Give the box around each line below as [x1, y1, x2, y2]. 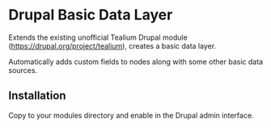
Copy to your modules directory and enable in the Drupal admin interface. [8, 110, 254, 120]
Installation [8, 89, 66, 103]
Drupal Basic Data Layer [8, 6, 173, 24]
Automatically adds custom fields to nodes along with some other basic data [8, 57, 264, 66]
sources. [8, 65, 38, 75]
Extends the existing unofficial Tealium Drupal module [8, 32, 188, 42]
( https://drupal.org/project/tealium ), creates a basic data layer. [8, 41, 217, 50]
